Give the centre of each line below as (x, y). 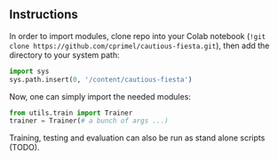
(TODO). (24, 148)
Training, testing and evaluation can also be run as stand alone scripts (137, 138)
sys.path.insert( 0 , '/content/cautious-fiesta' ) (101, 79)
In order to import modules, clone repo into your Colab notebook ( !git (138, 36)
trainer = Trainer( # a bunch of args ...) (89, 121)
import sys (29, 71)
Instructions (44, 15)
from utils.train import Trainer (71, 113)
